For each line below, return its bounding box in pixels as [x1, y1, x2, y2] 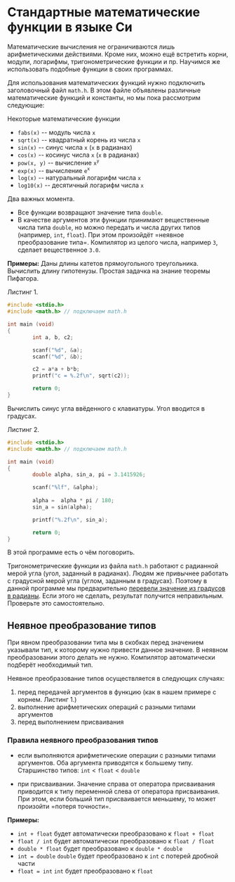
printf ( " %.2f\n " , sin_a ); [32, 516, 109, 523]
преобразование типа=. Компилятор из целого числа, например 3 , [17, 238, 218, 247]
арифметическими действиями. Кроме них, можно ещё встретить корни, [7, 50, 229, 58]
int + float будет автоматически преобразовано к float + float [17, 829, 215, 838]
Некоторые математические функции [7, 114, 121, 123]
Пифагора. [7, 274, 39, 283]
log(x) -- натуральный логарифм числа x [17, 174, 142, 182]
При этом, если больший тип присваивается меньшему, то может [17, 795, 216, 803]
